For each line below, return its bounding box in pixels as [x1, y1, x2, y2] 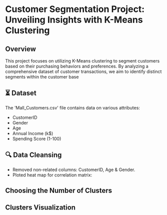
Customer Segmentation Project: [5, 3, 145, 15]
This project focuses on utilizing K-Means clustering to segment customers [5, 58, 160, 63]
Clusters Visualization [5, 203, 76, 212]
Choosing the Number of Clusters [5, 186, 112, 195]
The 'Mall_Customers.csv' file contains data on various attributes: [5, 104, 140, 110]
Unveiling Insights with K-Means [5, 14, 143, 25]
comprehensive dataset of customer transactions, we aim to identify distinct [5, 68, 162, 74]
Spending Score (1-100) [12, 135, 61, 141]
